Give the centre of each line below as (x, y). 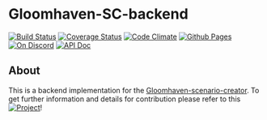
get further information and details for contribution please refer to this (125, 99)
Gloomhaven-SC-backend (98, 14)
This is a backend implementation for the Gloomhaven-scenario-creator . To (134, 90)
